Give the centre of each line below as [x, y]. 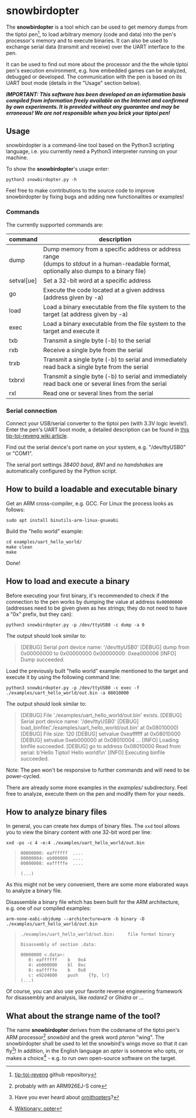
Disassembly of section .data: [58, 945]
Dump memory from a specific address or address [112, 249]
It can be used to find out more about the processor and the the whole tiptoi [97, 64]
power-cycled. [23, 776]
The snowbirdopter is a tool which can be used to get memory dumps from [97, 27]
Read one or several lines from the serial [98, 393]
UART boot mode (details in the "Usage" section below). [74, 82]
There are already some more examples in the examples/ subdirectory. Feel [97, 787]
